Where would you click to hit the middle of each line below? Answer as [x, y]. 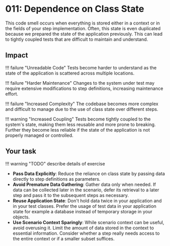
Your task [21, 151]
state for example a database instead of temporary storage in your [82, 211]
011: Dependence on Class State [75, 9]
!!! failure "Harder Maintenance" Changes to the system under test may [80, 83]
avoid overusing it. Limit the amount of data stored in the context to [83, 228]
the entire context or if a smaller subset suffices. [64, 238]
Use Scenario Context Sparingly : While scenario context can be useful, [88, 222]
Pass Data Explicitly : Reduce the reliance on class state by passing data [89, 174]
